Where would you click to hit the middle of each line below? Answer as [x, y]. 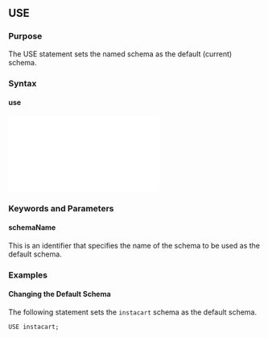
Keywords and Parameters [61, 208]
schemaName [32, 227]
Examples [28, 275]
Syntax [23, 83]
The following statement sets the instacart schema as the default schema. [133, 312]
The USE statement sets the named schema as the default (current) [120, 54]
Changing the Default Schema [60, 294]
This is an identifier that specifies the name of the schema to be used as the [134, 245]
